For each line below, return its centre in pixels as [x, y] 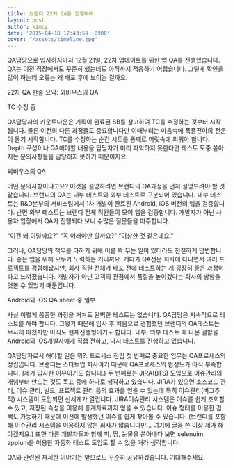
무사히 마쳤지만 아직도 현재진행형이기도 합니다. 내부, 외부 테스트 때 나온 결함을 [113, 332]
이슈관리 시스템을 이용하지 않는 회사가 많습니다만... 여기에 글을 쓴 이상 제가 [115, 426]
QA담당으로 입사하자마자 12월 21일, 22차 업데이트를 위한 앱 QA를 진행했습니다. [114, 60]
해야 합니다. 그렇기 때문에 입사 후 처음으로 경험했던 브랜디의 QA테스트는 [123, 323]
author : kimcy [28, 26]
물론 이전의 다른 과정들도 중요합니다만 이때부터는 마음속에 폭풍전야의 [120, 131]
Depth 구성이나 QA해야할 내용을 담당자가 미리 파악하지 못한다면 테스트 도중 [109, 148]
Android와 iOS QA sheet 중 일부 [51, 300]
